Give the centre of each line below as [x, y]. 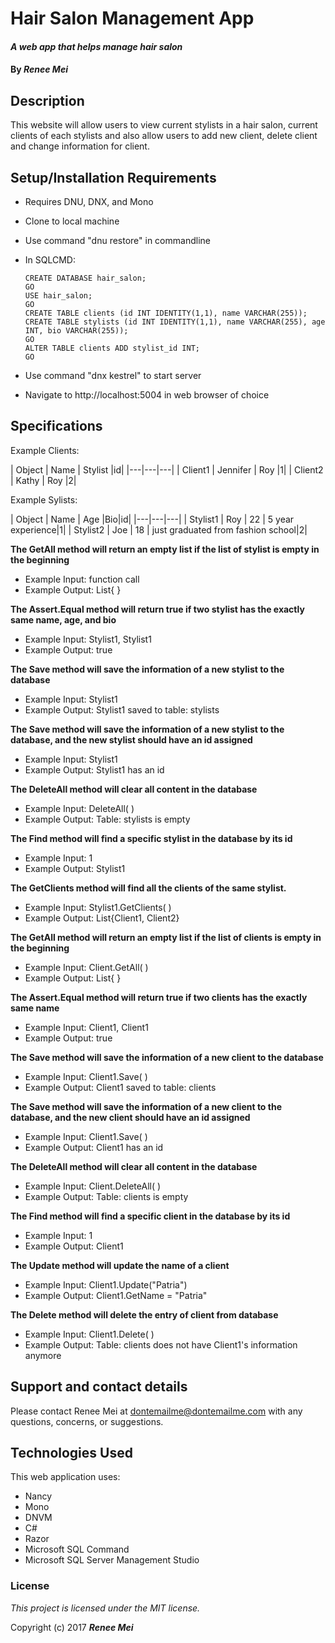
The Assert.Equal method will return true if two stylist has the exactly [157, 609]
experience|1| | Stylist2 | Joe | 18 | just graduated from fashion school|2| [159, 529]
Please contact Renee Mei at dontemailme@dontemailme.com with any [156, 1411]
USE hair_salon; [58, 296]
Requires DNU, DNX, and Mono [89, 201]
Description [47, 100]
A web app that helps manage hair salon [96, 46]
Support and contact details [99, 1387]
